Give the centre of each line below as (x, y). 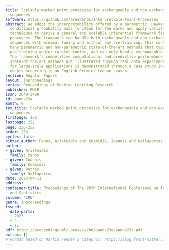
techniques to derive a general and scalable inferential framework (83, 33)
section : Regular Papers (31, 76)
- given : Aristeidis (27, 151)
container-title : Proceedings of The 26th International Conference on (82, 188)
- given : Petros (22, 169)
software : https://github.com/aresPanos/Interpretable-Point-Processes (82, 19)
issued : (13, 207)
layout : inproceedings (29, 80)
